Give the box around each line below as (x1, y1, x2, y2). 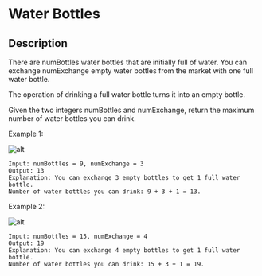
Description (8, 37, 68, 50)
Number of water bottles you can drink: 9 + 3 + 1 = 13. (8, 188, 201, 196)
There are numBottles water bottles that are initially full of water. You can (8, 57, 248, 67)
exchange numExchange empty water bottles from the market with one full (8, 66, 253, 76)
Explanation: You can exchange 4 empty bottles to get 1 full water (8, 247, 240, 255)
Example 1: (8, 129, 44, 138)
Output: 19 (8, 239, 45, 247)
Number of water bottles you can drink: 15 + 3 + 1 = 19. (8, 260, 205, 268)
